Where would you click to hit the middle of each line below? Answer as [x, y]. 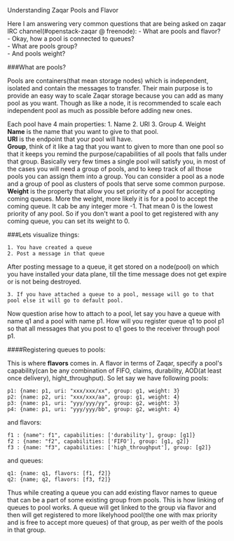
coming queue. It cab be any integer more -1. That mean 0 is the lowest [110, 206]
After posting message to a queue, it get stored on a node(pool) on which [113, 267]
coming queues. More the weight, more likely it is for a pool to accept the [113, 199]
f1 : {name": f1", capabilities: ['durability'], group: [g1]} [102, 435]
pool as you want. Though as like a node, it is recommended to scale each [115, 103]
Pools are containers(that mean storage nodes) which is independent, [108, 81]
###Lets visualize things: [43, 235]
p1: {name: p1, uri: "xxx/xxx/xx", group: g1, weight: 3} [94, 391]
